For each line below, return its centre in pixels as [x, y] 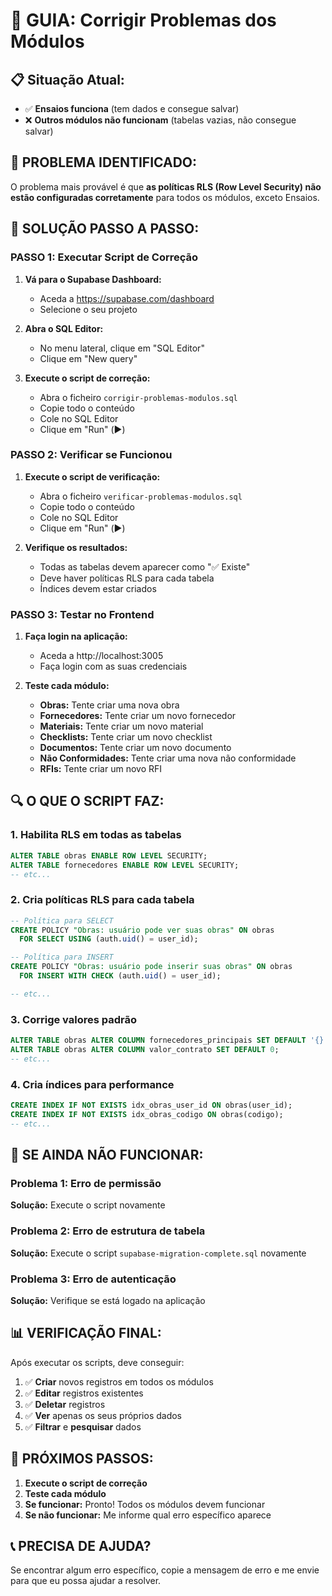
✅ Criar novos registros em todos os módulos [119, 1381]
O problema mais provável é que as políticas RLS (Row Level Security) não [166, 186]
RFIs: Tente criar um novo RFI [101, 769]
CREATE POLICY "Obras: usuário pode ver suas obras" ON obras [142, 930]
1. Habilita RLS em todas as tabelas [96, 835]
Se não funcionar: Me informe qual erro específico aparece [148, 1515]
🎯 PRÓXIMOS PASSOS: [82, 1459]
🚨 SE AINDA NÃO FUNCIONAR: [107, 1155]
